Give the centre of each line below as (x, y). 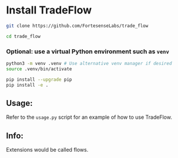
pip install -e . (27, 85)
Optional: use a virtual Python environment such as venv (88, 51)
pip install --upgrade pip (39, 80)
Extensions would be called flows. (47, 150)
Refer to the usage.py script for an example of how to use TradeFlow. (89, 117)
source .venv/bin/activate (39, 69)
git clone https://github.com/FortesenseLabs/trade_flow (77, 26)
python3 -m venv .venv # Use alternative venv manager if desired (89, 63)
